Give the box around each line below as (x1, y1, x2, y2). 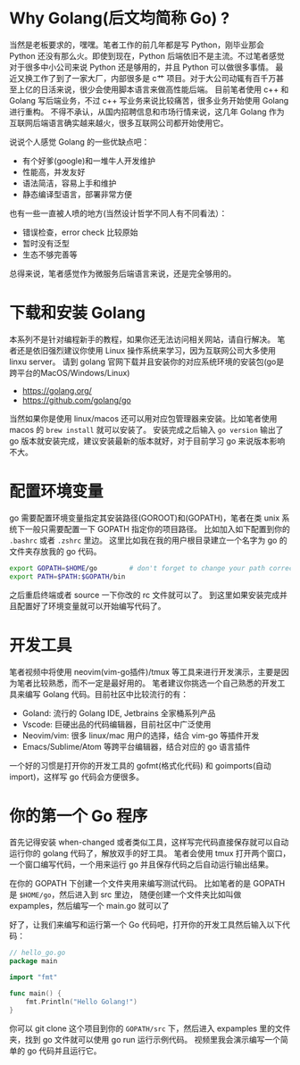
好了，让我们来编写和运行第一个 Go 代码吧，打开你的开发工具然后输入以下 (9, 919, 283, 930)
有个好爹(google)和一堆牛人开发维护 (21, 155, 156, 166)
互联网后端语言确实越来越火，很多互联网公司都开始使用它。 (9, 117, 229, 128)
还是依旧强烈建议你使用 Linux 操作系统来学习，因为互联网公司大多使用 (16, 345, 277, 355)
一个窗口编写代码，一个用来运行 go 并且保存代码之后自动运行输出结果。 (9, 859, 274, 870)
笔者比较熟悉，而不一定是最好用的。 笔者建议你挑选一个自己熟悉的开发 (16, 678, 278, 688)
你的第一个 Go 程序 (9, 805, 148, 826)
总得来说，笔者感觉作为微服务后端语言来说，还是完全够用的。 (9, 268, 237, 279)
